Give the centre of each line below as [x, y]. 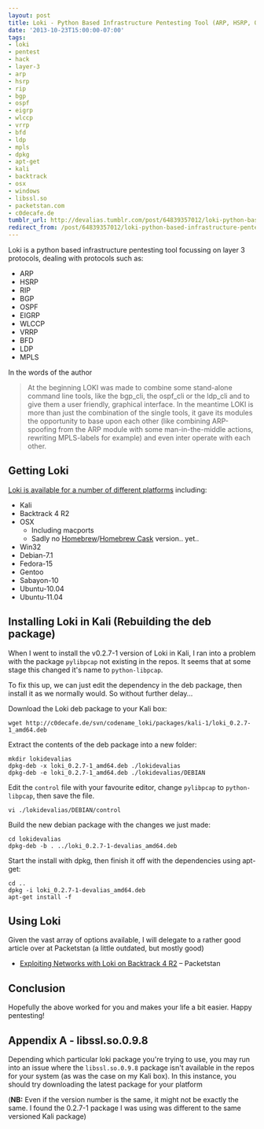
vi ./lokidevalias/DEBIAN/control [65, 810]
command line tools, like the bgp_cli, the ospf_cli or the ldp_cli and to [138, 396]
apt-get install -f [40, 897]
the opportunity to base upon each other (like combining [119, 421]
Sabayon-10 [39, 580]
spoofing [42, 429]
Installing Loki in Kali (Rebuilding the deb [110, 622]
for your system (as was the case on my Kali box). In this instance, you [123, 1076]
